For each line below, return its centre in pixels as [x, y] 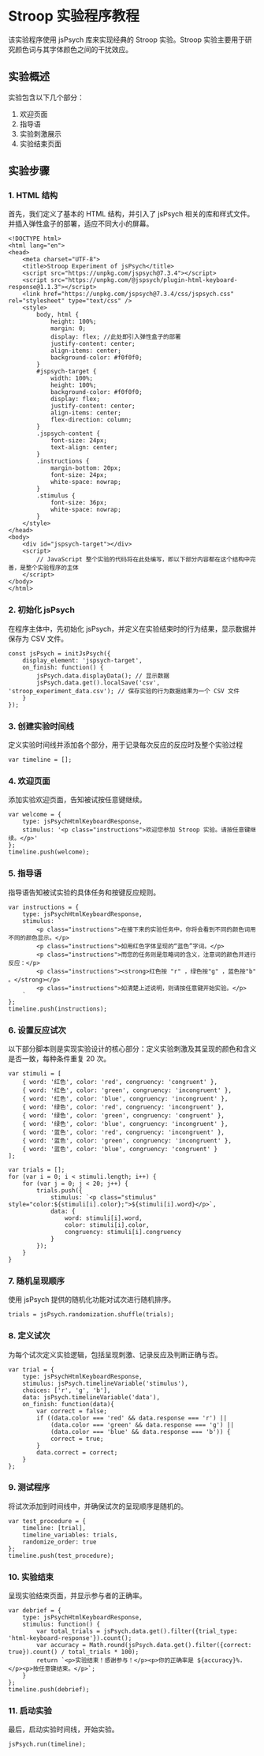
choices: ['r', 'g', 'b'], [67, 1390]
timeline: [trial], [54, 1528]
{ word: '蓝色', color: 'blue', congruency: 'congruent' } [120, 1149]
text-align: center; [84, 448]
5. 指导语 [25, 873]
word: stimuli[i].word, [104, 1218]
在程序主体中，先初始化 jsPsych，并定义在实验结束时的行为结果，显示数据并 [132, 628]
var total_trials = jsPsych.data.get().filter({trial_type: [137, 1631]
